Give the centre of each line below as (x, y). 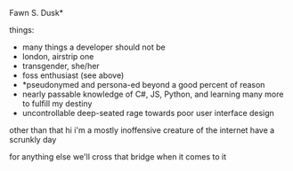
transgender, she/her (61, 66)
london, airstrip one (58, 56)
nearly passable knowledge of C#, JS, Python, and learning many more (153, 94)
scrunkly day (33, 140)
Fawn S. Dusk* (37, 13)
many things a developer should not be (94, 47)
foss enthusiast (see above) (73, 75)
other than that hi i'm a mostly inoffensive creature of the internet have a (142, 130)
